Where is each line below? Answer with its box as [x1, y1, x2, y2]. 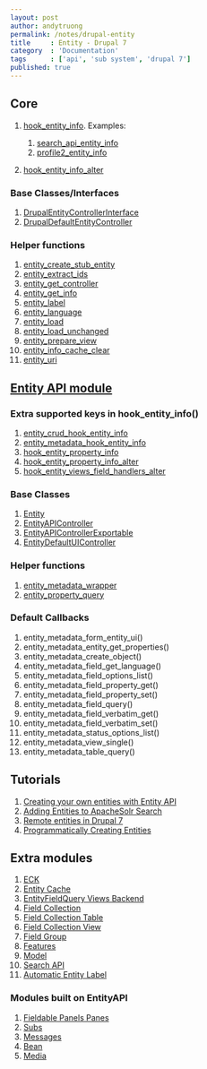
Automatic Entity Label [22, 970, 107, 980]
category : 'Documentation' [10, 47, 119, 56]
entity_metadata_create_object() [22, 651, 142, 661]
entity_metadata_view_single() [22, 737, 134, 747]
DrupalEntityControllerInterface [22, 207, 140, 218]
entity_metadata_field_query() [22, 698, 134, 709]
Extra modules [10, 850, 93, 866]
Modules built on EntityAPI [10, 992, 128, 1004]
